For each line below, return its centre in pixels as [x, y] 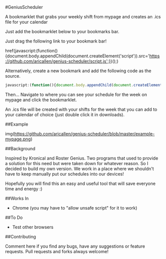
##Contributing [21, 236]
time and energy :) [24, 189]
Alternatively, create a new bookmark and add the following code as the [78, 71]
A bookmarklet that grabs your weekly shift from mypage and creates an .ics [83, 17]
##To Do [14, 217]
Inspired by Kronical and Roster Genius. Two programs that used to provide [82, 158]
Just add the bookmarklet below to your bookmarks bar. [62, 31]
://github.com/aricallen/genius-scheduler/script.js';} [58, 61]
